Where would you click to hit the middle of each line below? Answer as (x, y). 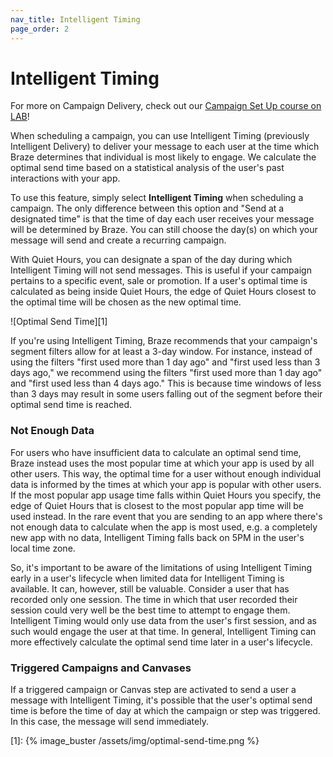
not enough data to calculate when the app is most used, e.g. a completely (164, 527)
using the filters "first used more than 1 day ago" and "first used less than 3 (165, 362)
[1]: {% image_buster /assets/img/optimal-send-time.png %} (135, 741)
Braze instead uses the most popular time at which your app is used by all (162, 463)
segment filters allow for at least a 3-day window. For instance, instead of (161, 352)
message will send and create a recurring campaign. (118, 240)
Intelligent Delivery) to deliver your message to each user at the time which (165, 147)
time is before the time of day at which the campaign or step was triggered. (165, 711)
